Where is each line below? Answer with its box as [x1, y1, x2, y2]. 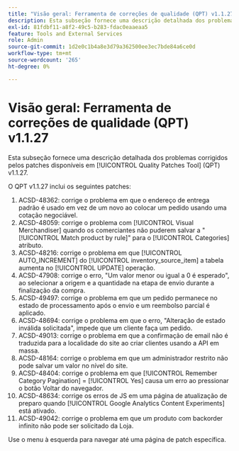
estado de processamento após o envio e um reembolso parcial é [18, 301, 210, 309]
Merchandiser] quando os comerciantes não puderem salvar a [18, 226, 201, 234]
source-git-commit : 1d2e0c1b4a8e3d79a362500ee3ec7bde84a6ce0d [8, 43, 196, 50]
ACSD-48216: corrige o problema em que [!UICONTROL [18, 249, 182, 257]
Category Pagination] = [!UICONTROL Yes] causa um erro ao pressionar [18, 376, 229, 384]
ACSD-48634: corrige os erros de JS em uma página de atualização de [18, 391, 228, 400]
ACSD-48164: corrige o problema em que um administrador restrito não [18, 353, 228, 362]
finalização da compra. [18, 286, 86, 295]
